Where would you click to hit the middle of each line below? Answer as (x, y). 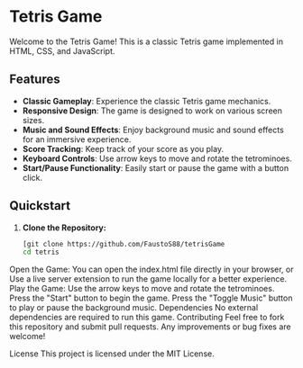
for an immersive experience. (77, 139)
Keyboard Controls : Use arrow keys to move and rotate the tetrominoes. (157, 158)
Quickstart (40, 206)
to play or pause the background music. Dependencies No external (134, 308)
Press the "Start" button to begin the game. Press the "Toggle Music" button (151, 298)
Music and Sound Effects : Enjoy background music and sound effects (153, 130)
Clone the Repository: (64, 228)
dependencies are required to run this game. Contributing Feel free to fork (147, 318)
